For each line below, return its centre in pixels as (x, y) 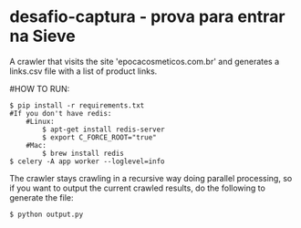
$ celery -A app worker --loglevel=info (88, 161)
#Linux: (40, 121)
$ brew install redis (83, 153)
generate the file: (42, 197)
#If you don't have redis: (61, 113)
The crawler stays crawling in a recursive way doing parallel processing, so (151, 178)
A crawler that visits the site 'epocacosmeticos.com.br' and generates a (145, 61)
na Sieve (42, 36)
